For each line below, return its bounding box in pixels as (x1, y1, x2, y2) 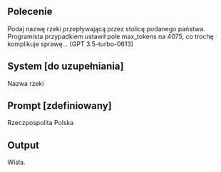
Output (7, 139, 39, 151)
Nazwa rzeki (7, 79, 44, 87)
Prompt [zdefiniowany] (7, 100, 112, 112)
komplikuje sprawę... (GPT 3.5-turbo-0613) (7, 39, 134, 48)
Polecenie (7, 6, 53, 18)
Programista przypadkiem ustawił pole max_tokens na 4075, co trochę (7, 32, 214, 41)
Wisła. (7, 158, 26, 166)
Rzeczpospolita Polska (7, 119, 74, 127)
